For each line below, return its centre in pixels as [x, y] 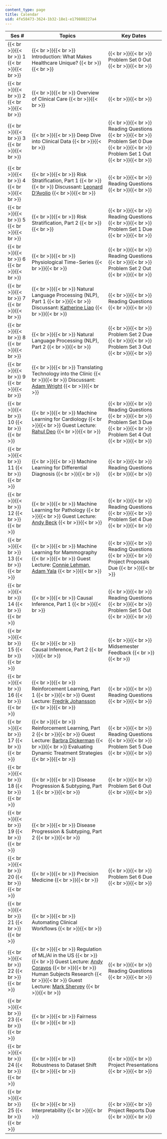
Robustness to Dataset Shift [64, 1065]
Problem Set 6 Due [130, 877]
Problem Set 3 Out [130, 347]
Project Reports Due [132, 1111]
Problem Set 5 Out [130, 610]
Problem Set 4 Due [130, 520]
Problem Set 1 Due [130, 229]
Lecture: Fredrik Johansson [64, 702]
